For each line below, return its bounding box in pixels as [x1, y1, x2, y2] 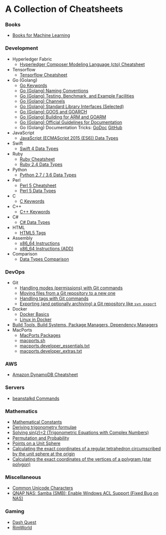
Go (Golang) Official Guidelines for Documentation [19, 119, 123, 125]
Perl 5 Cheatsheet [19, 182, 57, 188]
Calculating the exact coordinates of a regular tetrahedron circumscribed [12, 445, 161, 451]
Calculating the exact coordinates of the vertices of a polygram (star [12, 456, 152, 462]
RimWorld [12, 524, 32, 531]
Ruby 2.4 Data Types [19, 161, 63, 167]
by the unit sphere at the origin [12, 451, 75, 457]
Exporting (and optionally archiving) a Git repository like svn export [19, 301, 157, 307]
